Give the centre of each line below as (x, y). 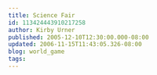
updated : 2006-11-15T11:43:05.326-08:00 (75, 45)
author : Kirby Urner (42, 30)
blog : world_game (37, 52)
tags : (17, 59)
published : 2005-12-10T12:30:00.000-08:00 (78, 37)
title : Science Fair (42, 15)
